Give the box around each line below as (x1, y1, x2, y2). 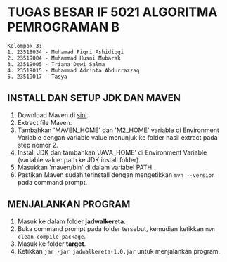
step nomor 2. (17, 140, 58, 149)
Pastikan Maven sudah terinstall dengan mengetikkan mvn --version (17, 170, 216, 179)
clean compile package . (17, 232, 86, 240)
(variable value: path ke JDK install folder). (17, 155, 141, 164)
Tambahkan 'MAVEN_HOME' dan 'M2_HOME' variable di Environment (17, 126, 220, 134)
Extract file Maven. (17, 118, 72, 126)
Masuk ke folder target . (17, 240, 86, 248)
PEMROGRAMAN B (7, 19, 119, 35)
